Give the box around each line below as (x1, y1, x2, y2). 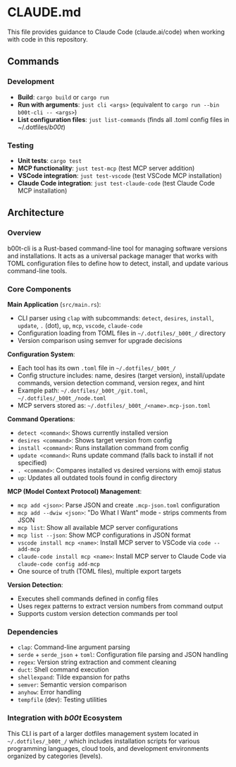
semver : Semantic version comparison (17, 680, 127, 689)
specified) (17, 458, 47, 466)
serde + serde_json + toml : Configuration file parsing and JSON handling (17, 651, 229, 659)
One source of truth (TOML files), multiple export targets (17, 567, 182, 575)
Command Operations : (7, 414, 75, 423)
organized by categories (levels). (7, 751, 103, 760)
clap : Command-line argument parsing (17, 643, 130, 651)
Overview (7, 228, 42, 238)
